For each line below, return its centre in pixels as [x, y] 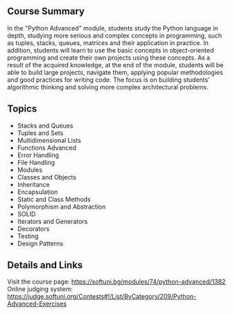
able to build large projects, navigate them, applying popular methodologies [115, 72]
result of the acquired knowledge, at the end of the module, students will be [115, 64]
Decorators [33, 229]
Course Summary [46, 11]
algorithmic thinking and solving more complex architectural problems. [108, 87]
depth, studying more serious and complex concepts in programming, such [115, 35]
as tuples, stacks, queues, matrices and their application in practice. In [108, 43]
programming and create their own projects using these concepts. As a [109, 58]
